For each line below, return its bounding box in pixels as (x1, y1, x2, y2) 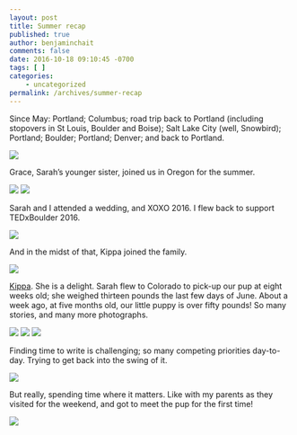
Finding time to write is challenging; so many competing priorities (9, 345, 251, 356)
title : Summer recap (9, 22, 87, 31)
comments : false (9, 47, 70, 56)
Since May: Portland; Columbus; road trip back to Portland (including (9, 113, 264, 124)
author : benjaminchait (9, 38, 94, 48)
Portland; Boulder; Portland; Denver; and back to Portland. (9, 132, 225, 143)
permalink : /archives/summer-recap (9, 88, 143, 97)
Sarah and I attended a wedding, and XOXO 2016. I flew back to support (9, 202, 275, 213)
